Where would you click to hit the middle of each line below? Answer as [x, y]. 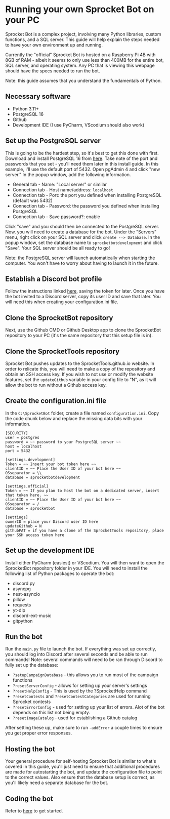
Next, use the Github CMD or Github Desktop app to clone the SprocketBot [83, 330]
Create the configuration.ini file [56, 401]
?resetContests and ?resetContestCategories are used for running [81, 697]
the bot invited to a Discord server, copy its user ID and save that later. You [83, 297]
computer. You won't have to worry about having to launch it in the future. [82, 263]
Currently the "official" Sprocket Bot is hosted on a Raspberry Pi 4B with [80, 55]
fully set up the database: [32, 665]
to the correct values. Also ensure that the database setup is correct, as [80, 777]
